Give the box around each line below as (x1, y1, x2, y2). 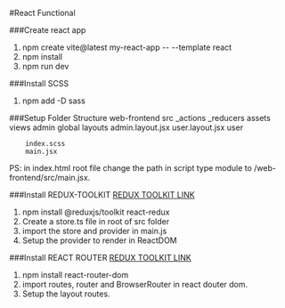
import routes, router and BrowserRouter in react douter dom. (21, 280, 248, 289)
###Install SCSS (9, 78, 69, 88)
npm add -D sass (21, 95, 86, 106)
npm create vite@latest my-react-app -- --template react (21, 42, 232, 53)
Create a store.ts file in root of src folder (21, 216, 170, 226)
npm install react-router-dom (21, 270, 129, 280)
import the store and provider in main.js (21, 226, 167, 236)
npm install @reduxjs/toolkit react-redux (21, 207, 171, 217)
